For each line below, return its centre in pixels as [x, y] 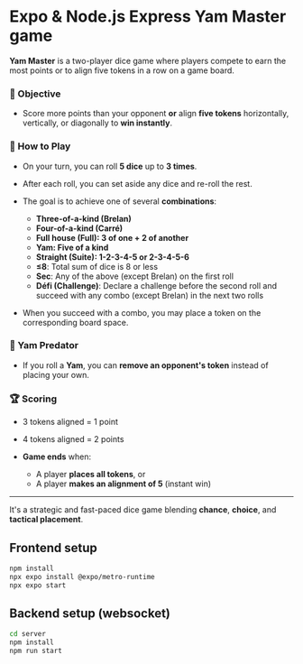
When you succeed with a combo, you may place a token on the [142, 312]
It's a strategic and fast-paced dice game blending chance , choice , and [143, 510]
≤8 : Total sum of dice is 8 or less [97, 266]
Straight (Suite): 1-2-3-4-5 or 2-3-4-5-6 [112, 257]
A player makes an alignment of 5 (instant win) [124, 484]
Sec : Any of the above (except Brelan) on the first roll [135, 276]
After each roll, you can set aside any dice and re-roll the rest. [137, 183]
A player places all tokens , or [91, 475]
